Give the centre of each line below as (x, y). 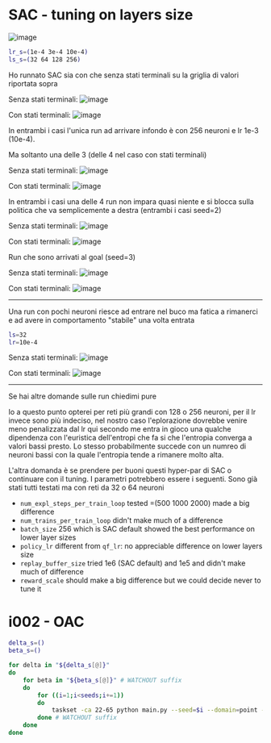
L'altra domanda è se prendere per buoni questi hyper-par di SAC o (120, 470)
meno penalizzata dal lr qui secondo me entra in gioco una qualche (120, 429)
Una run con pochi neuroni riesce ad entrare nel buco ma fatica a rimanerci (133, 311)
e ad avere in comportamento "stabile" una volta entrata (102, 319)
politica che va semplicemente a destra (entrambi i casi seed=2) (115, 210)
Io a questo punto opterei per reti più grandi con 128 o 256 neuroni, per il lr (132, 412)
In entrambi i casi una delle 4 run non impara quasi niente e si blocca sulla (131, 201)
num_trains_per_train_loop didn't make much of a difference (121, 520)
